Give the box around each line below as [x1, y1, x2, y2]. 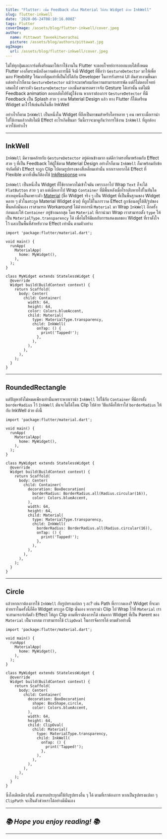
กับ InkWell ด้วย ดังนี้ [5, 408, 43, 414]
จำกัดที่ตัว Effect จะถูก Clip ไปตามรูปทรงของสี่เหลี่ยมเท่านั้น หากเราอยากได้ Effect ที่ [5, 166, 147, 172]
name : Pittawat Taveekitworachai [10, 35, 79, 40]
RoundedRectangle [5, 383, 66, 392]
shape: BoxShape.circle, [32, 701, 84, 706]
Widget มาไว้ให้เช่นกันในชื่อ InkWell [5, 101, 69, 107]
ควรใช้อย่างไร [5, 122, 28, 128]
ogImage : [5, 44, 24, 49]
